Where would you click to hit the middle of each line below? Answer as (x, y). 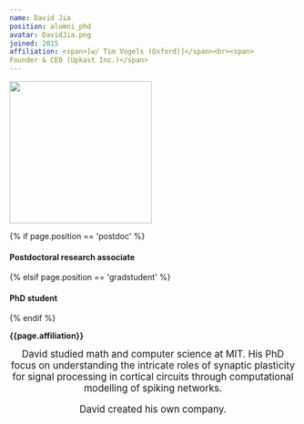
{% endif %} (33, 318)
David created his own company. (153, 409)
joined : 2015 (34, 43)
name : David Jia (40, 18)
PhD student (33, 298)
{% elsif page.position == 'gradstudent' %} (90, 278)
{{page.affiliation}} (46, 336)
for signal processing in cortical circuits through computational (153, 377)
